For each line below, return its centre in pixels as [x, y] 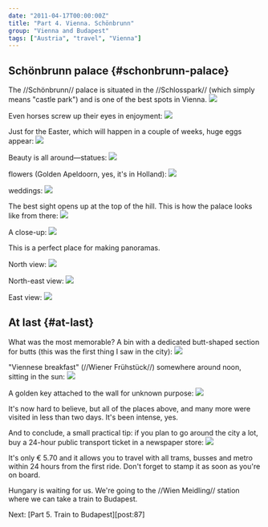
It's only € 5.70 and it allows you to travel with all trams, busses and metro [130, 457]
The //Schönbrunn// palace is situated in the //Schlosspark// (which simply [132, 90]
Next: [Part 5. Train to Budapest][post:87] [77, 514]
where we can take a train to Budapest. [73, 499]
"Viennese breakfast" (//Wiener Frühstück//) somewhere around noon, [125, 367]
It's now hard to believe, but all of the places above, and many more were [130, 408]
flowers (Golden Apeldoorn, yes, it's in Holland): [87, 174]
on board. [24, 475]
